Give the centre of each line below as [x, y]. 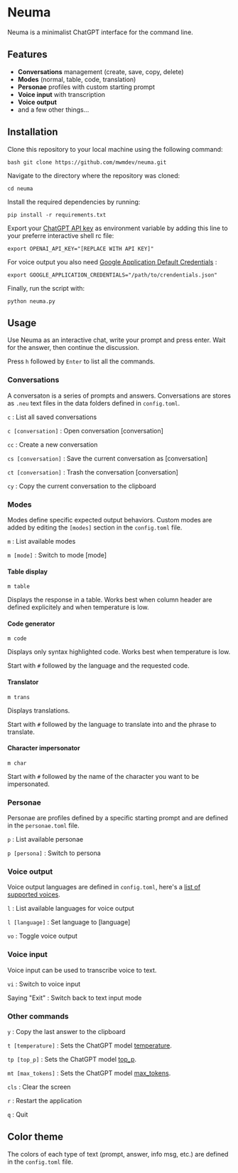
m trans [19, 697]
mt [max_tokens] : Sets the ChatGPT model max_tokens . [89, 1073]
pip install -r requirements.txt [57, 215]
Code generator [31, 624]
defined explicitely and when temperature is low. [78, 607]
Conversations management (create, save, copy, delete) [101, 71]
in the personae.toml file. [43, 826]
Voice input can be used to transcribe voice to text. [82, 970]
